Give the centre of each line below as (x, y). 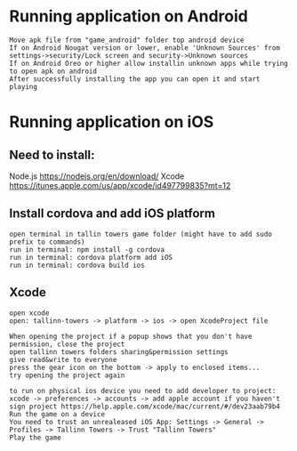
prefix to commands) (48, 242)
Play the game (36, 438)
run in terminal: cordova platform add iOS (91, 257)
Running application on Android (129, 16)
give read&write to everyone (63, 359)
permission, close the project (67, 344)
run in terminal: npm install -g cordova (87, 250)
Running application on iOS (112, 122)
